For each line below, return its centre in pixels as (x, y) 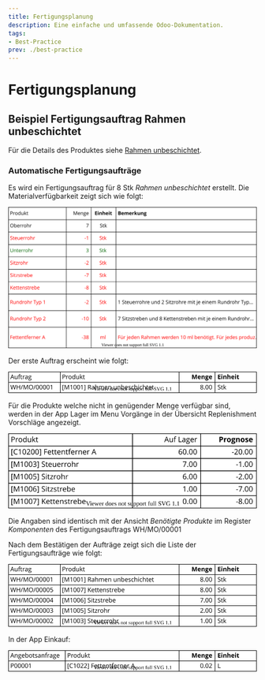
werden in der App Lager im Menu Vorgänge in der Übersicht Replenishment (132, 414)
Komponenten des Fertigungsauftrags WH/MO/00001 (95, 529)
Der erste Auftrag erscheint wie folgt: (68, 361)
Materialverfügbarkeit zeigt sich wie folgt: (76, 196)
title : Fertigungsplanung (50, 17)
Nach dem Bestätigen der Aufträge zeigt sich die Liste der (103, 545)
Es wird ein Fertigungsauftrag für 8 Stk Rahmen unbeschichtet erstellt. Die (129, 188)
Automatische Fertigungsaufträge (75, 171)
